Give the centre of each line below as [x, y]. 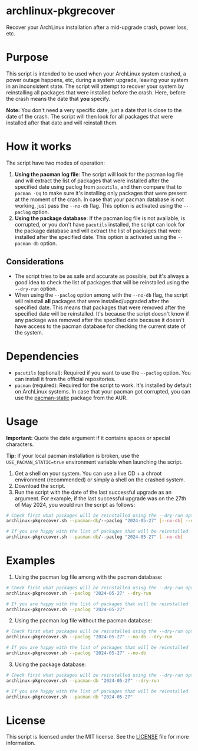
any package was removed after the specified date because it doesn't [99, 320]
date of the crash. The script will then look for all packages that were [90, 116]
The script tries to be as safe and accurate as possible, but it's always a [102, 276]
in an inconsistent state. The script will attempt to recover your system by [95, 86]
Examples [31, 561]
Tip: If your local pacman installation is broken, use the [73, 455]
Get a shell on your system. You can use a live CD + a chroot [88, 473]
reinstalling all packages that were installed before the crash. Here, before [96, 92]
